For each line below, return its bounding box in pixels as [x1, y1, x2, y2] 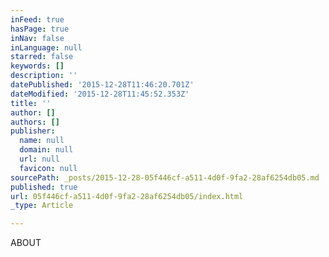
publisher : [10, 126, 56, 136]
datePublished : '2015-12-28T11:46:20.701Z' [10, 80, 195, 90]
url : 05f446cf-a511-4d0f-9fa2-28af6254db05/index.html [10, 191, 244, 201]
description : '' [10, 71, 78, 81]
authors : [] [10, 117, 60, 127]
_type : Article [10, 201, 74, 211]
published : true [10, 182, 78, 192]
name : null [19, 136, 65, 146]
